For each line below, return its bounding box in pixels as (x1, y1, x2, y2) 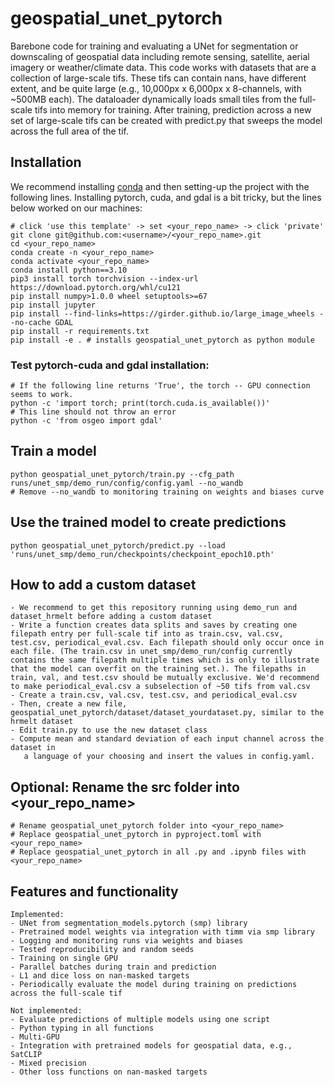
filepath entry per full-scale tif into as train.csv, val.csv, (10, 629, 284, 639)
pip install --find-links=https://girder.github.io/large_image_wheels (10, 308, 315, 319)
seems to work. (10, 390, 74, 400)
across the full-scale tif (10, 988, 123, 999)
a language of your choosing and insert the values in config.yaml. (23, 752, 315, 762)
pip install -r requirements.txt (10, 326, 150, 336)
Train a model (10, 443, 97, 460)
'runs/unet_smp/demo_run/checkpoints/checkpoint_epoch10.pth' (10, 549, 275, 559)
